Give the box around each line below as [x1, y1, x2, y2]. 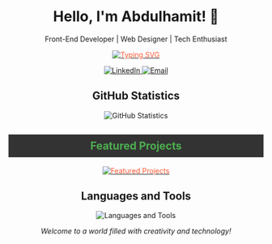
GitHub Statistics [91, 89, 181, 103]
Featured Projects [90, 139, 182, 153]
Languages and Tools [80, 189, 192, 203]
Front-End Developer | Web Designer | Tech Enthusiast [45, 34, 227, 44]
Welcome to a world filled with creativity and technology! [40, 226, 232, 236]
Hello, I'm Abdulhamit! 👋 [53, 7, 219, 26]
